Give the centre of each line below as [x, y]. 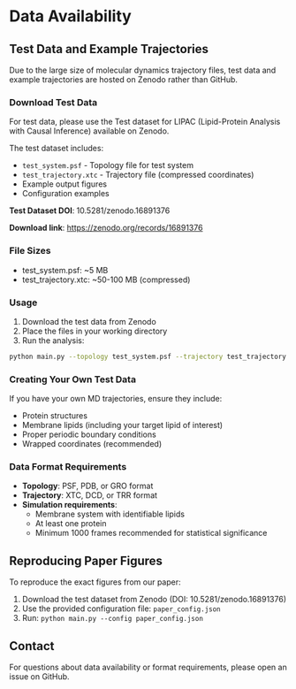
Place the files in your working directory [95, 331]
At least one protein [71, 524]
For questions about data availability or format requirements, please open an [148, 667]
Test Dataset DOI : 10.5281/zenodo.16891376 [90, 211]
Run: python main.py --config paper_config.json [112, 618]
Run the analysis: [53, 340]
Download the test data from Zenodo [89, 321]
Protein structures [55, 416]
